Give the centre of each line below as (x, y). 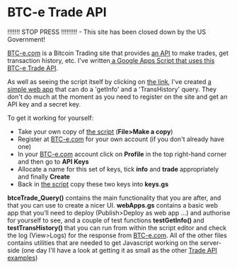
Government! (27, 39)
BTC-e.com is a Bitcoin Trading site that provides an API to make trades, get (118, 53)
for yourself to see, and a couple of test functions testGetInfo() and (106, 220)
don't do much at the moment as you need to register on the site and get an (117, 97)
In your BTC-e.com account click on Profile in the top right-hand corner (122, 154)
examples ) (23, 258)
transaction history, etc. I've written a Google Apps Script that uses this (111, 60)
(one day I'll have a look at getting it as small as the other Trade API (119, 250)
